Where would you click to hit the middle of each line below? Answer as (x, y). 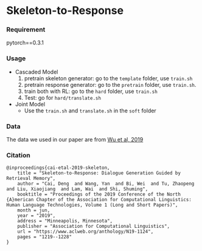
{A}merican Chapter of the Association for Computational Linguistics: (99, 200)
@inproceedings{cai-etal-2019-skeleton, (58, 168)
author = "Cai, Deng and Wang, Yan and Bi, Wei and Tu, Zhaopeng (106, 184)
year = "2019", (37, 216)
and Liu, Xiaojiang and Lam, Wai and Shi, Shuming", (77, 189)
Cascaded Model (37, 72)
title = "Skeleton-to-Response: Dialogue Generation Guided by (99, 173)
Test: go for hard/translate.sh (63, 97)
